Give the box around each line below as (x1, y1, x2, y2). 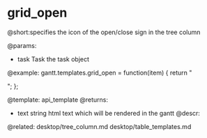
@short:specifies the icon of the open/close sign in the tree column (7, 28, 201, 36)
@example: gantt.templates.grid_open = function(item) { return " (7, 68, 192, 77)
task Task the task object (17, 54, 89, 63)
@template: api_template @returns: (7, 95, 108, 104)
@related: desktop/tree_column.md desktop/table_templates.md (7, 122, 192, 130)
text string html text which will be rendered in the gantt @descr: (17, 109, 201, 117)
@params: (7, 41, 37, 49)
